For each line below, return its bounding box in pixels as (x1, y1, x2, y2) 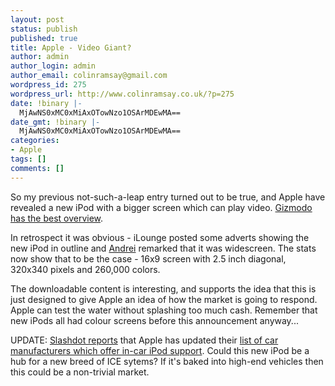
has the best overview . (10, 212, 104, 224)
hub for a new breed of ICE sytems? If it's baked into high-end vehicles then (10, 355, 324, 367)
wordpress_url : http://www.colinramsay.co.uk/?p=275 (10, 89, 235, 99)
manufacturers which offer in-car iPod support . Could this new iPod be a (10, 344, 310, 356)
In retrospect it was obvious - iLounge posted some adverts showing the (10, 231, 310, 243)
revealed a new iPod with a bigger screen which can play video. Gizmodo (10, 201, 313, 213)
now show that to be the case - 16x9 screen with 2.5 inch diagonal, (10, 252, 287, 265)
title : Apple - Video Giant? (10, 42, 132, 53)
